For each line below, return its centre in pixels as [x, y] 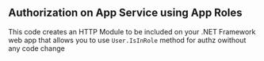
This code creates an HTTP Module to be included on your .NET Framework [132, 31]
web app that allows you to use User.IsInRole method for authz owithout [127, 40]
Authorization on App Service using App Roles [125, 13]
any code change [36, 48]
